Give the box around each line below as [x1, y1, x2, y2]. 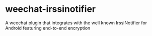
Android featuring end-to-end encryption [5, 25, 91, 31]
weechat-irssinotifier [5, 3, 96, 15]
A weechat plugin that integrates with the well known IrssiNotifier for [5, 20, 147, 26]
